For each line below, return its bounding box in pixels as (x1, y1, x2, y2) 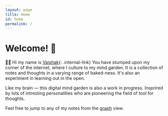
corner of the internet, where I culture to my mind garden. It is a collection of (5, 64, 163, 70)
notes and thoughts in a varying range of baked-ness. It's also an (5, 70, 140, 76)
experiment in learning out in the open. (5, 75, 85, 81)
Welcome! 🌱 (5, 43, 57, 54)
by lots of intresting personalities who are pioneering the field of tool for (5, 90, 154, 96)
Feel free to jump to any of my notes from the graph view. (5, 105, 124, 111)
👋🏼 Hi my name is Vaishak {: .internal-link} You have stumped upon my (5, 59, 150, 65)
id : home (5, 16, 24, 21)
